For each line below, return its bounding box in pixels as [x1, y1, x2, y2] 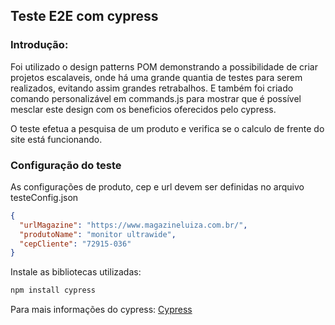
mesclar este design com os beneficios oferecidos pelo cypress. [10, 103, 277, 115]
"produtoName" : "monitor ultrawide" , [19, 229, 177, 239]
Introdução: [10, 38, 69, 52]
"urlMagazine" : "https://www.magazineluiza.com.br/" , [19, 220, 248, 230]
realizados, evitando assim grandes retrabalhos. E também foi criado [10, 82, 294, 94]
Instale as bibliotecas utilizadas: [10, 266, 142, 278]
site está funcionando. [10, 133, 103, 145]
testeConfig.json [10, 191, 79, 203]
